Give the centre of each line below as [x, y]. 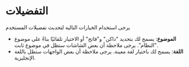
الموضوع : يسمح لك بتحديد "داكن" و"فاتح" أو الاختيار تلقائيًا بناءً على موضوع [95, 39]
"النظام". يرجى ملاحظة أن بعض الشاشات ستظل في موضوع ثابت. [86, 45]
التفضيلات [27, 11]
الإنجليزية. [25, 58]
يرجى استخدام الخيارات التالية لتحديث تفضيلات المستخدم [68, 27]
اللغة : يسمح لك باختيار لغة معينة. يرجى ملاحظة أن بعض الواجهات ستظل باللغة [99, 51]
